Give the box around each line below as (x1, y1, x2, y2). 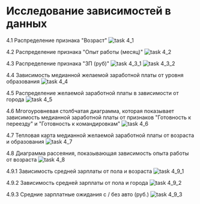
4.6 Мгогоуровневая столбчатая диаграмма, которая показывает (6, 107, 174, 114)
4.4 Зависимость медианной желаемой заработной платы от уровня (6, 71, 184, 78)
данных (6, 17, 47, 31)
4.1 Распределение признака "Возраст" (6, 36, 108, 44)
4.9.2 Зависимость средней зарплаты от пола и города (6, 179, 148, 186)
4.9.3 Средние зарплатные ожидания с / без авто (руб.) (6, 190, 149, 198)
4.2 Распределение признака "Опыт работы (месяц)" (6, 48, 143, 55)
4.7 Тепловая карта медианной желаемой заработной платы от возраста (6, 132, 194, 139)
